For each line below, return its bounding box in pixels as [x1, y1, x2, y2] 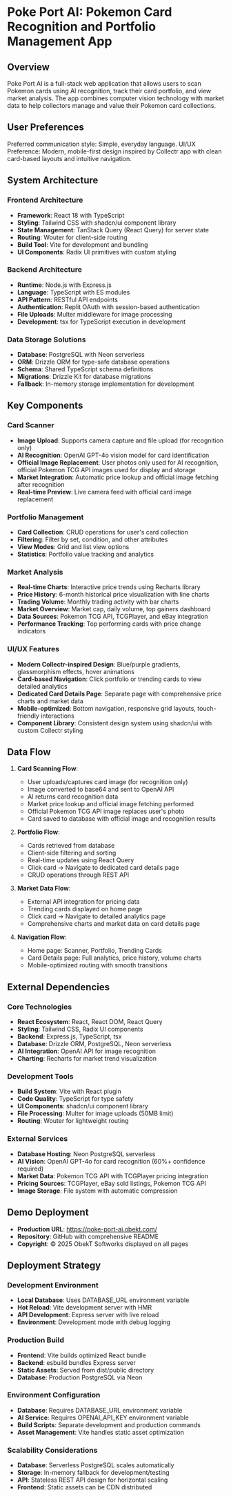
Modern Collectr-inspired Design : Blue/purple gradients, [17, 660, 181, 668]
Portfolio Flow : [17, 828, 60, 837]
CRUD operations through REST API [27, 871, 130, 879]
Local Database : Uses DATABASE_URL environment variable [17, 1296, 190, 1304]
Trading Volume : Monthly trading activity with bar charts [17, 597, 179, 606]
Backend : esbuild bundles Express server [17, 1358, 136, 1366]
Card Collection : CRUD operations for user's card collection [17, 528, 188, 537]
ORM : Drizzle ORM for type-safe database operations [17, 357, 170, 366]
